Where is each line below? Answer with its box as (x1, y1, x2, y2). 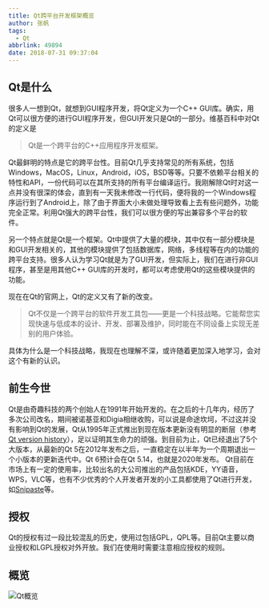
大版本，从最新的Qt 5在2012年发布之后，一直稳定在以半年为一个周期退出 (8, 444, 249, 453)
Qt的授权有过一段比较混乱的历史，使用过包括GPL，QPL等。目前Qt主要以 (8, 533, 248, 542)
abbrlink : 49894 (8, 42, 62, 50)
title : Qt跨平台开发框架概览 (8, 11, 94, 20)
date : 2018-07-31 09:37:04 (8, 49, 98, 57)
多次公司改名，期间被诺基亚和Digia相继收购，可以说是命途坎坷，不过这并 (8, 414, 250, 424)
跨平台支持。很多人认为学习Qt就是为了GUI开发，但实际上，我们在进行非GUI (8, 254, 259, 264)
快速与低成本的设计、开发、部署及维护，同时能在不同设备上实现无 (34, 318, 253, 328)
